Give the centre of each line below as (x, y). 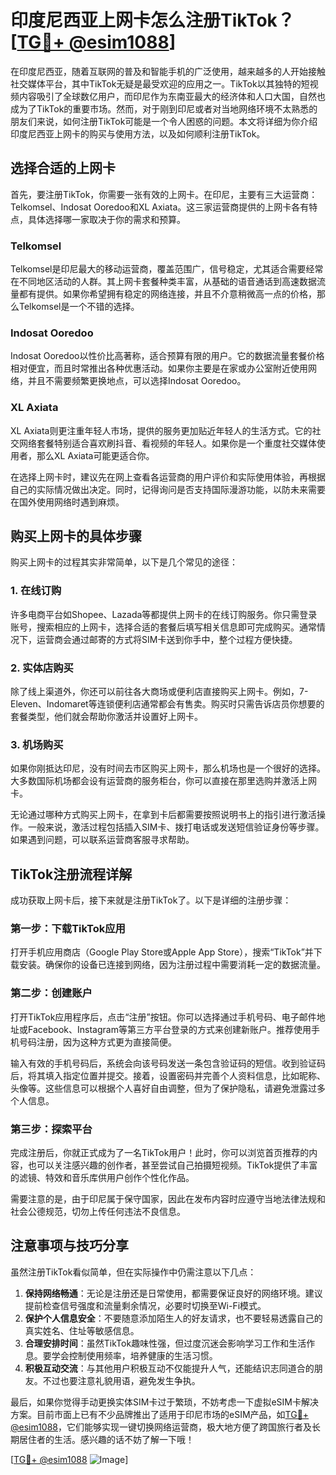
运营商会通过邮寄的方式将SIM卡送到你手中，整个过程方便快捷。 (167, 639)
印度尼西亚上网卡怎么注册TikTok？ (152, 20)
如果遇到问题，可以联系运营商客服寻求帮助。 (102, 840)
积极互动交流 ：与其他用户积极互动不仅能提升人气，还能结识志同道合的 (169, 1368)
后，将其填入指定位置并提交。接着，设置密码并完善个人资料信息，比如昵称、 (168, 1075)
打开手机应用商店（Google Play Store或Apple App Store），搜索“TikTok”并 (162, 952)
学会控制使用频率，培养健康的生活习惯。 (134, 1355)
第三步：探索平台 (51, 1129)
